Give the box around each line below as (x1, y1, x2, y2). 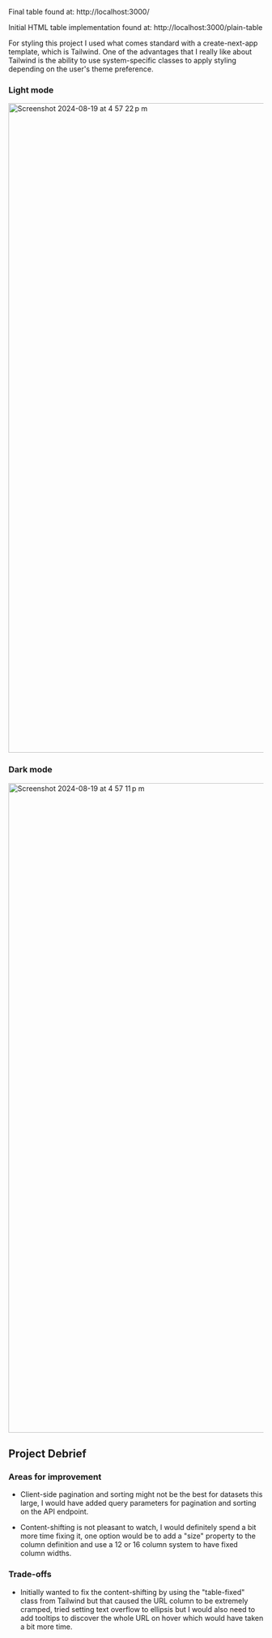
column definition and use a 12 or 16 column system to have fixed (19, 1540, 239, 1550)
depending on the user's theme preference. (8, 64, 154, 74)
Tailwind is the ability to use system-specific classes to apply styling (8, 56, 237, 65)
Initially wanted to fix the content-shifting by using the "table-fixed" (19, 1587, 245, 1597)
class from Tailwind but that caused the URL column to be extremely (19, 1596, 249, 1606)
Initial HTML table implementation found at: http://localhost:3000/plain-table (8, 23, 263, 32)
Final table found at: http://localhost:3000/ (8, 7, 150, 16)
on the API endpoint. (19, 1507, 89, 1516)
